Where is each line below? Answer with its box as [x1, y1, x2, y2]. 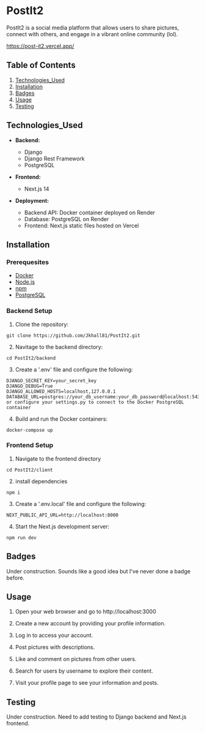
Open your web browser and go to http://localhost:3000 [15, 608, 157, 616]
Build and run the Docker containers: [15, 415, 108, 423]
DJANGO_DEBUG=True [6, 383, 53, 389]
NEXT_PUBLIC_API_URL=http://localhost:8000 [6, 512, 119, 518]
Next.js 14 [24, 185, 49, 192]
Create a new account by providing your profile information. [15, 620, 166, 627]
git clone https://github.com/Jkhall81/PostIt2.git [6, 332, 140, 339]
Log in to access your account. [15, 632, 93, 639]
